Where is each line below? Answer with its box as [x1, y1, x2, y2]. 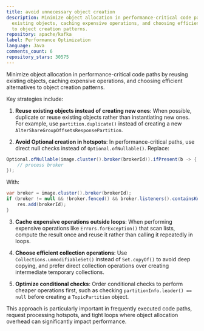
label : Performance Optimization [6, 37, 91, 43]
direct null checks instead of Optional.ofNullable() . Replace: [15, 144, 170, 152]
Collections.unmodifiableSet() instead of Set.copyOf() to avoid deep [15, 255, 191, 262]
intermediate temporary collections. [15, 268, 105, 276]
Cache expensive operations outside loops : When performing [15, 218, 173, 225]
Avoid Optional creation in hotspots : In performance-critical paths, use [15, 138, 195, 145]
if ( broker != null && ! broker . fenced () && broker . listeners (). [6, 196, 172, 202]
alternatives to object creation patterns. [6, 83, 105, 91]
